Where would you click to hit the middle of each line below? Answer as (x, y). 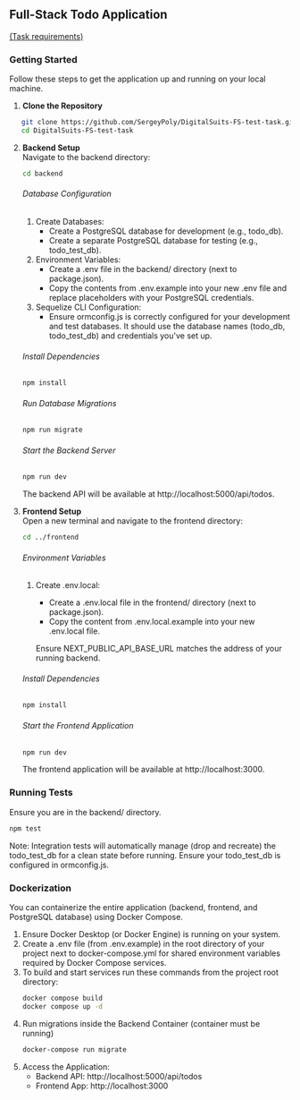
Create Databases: (70, 221)
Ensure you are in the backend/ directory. (85, 812)
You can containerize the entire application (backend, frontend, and (133, 907)
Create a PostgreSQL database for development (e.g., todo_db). (166, 231)
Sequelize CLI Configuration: (88, 307)
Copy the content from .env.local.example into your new (152, 622)
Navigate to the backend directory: (86, 157)
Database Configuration (67, 194)
